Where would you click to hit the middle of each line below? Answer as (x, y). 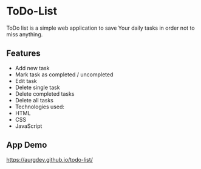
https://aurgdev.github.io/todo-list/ (49, 159)
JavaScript (29, 126)
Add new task (32, 68)
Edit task (26, 81)
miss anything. (25, 34)
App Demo (27, 145)
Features (23, 54)
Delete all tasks (34, 100)
